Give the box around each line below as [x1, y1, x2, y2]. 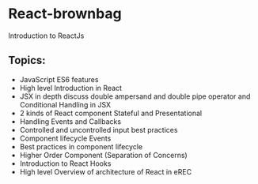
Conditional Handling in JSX [19, 100, 112, 109]
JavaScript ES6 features [19, 74, 99, 84]
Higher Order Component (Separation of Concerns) [19, 150, 188, 160]
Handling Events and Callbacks [19, 116, 121, 126]
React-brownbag [8, 5, 122, 23]
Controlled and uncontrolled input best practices [19, 125, 178, 134]
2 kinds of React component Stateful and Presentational [19, 108, 203, 118]
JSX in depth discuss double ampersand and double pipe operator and [19, 92, 251, 101]
